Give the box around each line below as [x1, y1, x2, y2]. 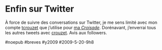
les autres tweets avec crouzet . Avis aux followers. [5, 30, 107, 35]
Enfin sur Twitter [5, 3, 74, 15]
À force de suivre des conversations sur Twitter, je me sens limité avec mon [5, 19, 158, 25]
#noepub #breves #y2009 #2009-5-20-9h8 [5, 39, 94, 45]
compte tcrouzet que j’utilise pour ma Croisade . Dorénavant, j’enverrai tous [5, 24, 156, 30]
